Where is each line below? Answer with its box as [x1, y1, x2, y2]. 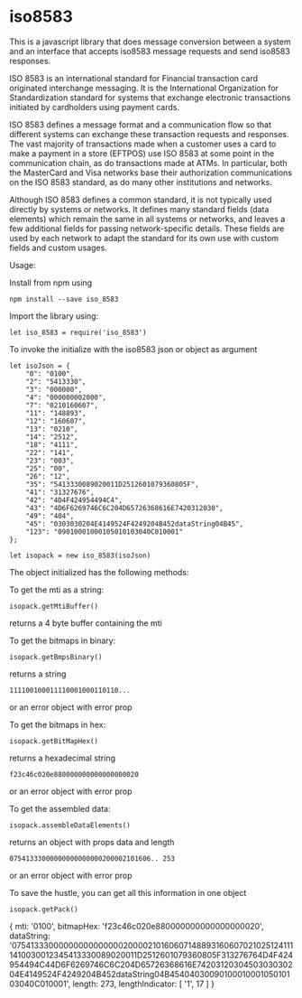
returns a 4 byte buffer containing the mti [9, 617, 162, 629]
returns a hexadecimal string [9, 752, 115, 763]
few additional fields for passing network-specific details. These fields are [9, 223, 285, 234]
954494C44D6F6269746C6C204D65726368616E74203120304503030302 [9, 959, 293, 970]
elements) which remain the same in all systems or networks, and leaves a [9, 213, 286, 224]
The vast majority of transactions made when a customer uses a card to [9, 138, 277, 149]
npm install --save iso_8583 [9, 294, 119, 303]
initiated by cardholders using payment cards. [9, 101, 180, 112]
